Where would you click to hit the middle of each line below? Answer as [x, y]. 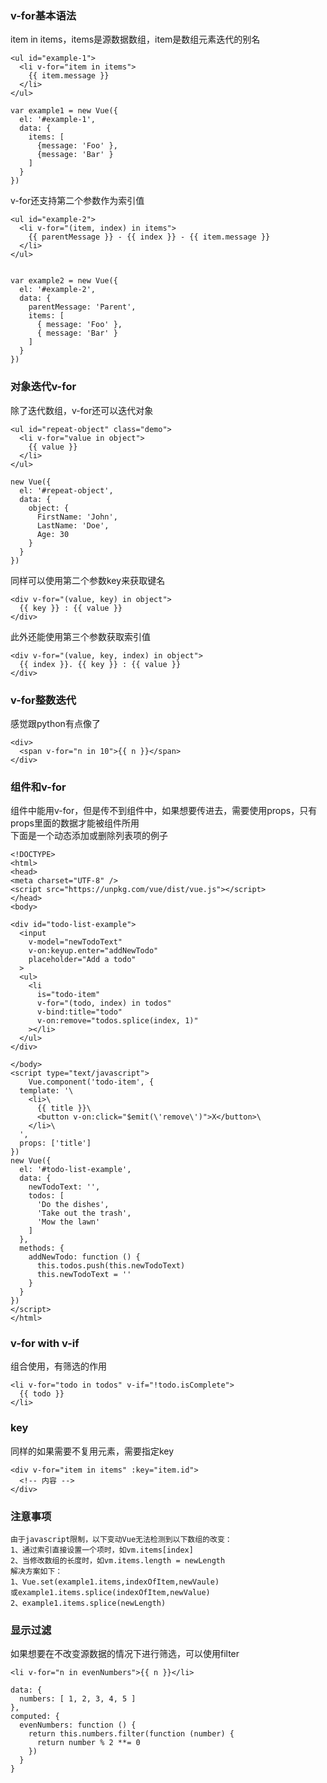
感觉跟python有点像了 [55, 723]
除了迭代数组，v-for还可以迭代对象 [82, 410]
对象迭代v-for [43, 387]
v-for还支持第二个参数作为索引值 [77, 201]
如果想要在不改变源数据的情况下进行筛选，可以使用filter [125, 1654]
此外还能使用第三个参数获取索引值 [80, 636]
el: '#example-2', [58, 290]
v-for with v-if [45, 1344]
